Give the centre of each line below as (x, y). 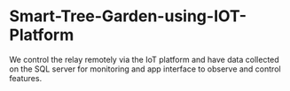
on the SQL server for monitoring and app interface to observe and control (145, 69)
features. (26, 78)
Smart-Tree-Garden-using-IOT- (128, 16)
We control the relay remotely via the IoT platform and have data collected (144, 59)
